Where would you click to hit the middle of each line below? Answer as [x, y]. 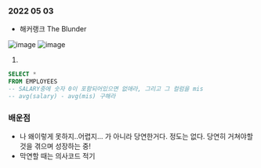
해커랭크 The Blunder [53, 29]
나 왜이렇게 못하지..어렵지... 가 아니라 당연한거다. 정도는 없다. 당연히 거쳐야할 [136, 137]
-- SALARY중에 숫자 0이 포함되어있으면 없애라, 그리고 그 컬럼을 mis [106, 89]
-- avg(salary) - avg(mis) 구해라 [62, 96]
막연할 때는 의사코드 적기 [57, 156]
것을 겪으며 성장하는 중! [55, 146]
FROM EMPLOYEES [33, 82]
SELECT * [22, 75]
